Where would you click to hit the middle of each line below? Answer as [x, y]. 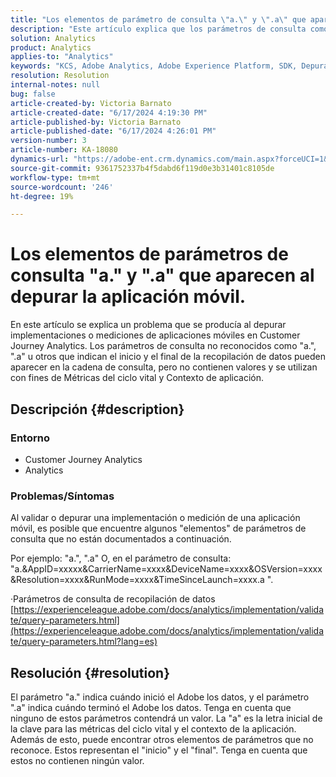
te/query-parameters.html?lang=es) [84, 642]
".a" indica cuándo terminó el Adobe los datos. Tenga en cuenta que [151, 707]
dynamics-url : [40, 159]
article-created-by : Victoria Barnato [91, 103]
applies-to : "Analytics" [62, 57]
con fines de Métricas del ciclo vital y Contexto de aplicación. [137, 378]
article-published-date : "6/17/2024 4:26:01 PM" [113, 131]
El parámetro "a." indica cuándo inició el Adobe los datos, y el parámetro [160, 697]
